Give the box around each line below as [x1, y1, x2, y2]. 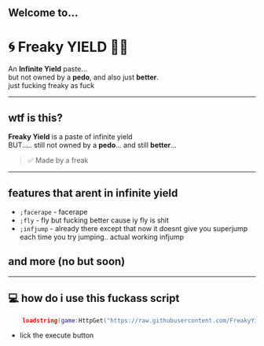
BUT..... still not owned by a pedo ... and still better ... [8, 141, 177, 150]
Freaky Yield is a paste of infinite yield [8, 132, 133, 142]
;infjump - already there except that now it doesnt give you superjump [19, 223, 248, 233]
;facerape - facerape [19, 207, 88, 216]
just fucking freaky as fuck [8, 81, 95, 90]
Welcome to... [8, 6, 79, 20]
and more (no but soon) [8, 255, 126, 268]
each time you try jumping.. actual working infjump [19, 232, 185, 241]
